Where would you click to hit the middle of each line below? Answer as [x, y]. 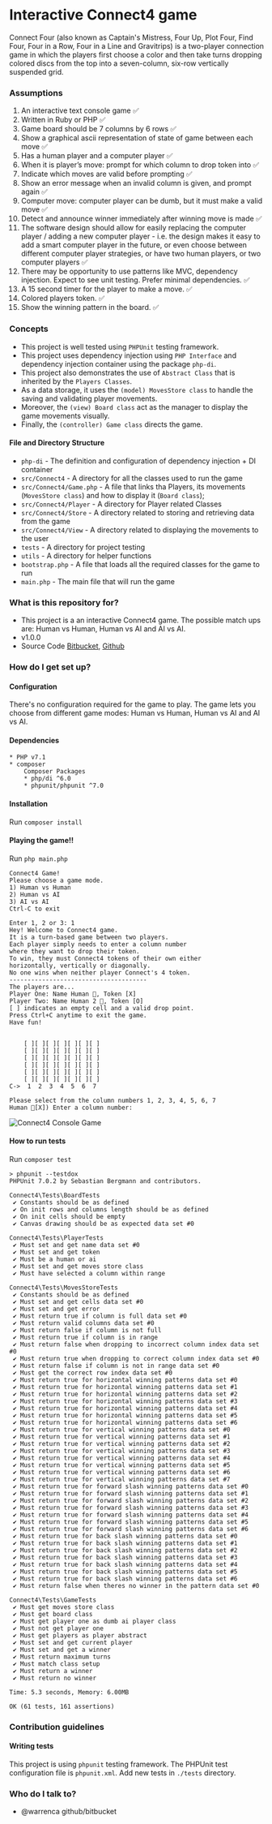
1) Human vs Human [40, 887]
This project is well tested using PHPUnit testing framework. [120, 346]
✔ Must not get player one [58, 1628]
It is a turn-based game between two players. [89, 937]
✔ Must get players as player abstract [80, 1635]
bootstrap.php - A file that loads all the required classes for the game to [140, 564]
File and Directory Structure [57, 443]
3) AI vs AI [29, 901]
